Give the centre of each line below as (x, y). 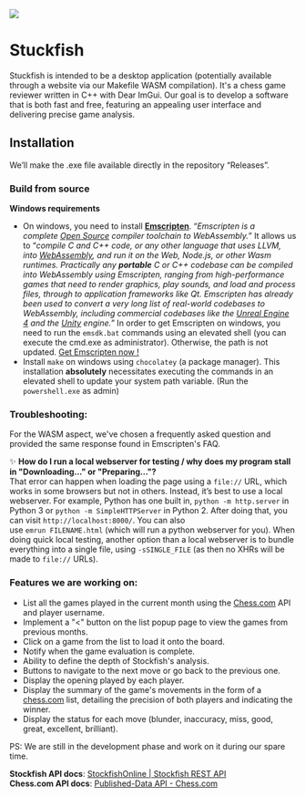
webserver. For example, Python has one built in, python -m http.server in (149, 501)
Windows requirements (55, 209)
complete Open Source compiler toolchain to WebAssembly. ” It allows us (159, 236)
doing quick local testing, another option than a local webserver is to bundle (152, 540)
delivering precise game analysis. (72, 114)
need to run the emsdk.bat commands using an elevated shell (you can (154, 333)
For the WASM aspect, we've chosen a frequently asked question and (140, 434)
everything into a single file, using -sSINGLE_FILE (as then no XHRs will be (147, 549)
